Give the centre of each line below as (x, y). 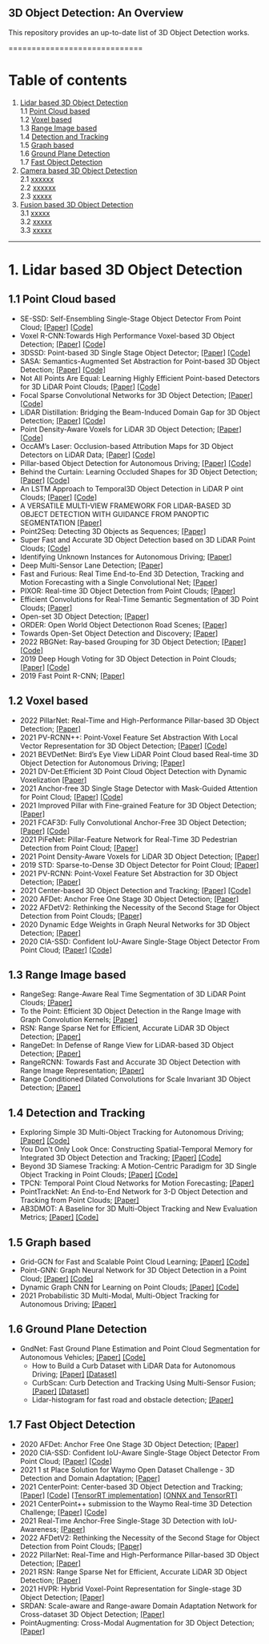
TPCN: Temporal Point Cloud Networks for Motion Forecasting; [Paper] (137, 1183)
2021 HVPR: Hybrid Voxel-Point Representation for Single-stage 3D (130, 1589)
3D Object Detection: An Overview (96, 13)
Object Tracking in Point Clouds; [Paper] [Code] (99, 1175)
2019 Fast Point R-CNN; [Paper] (72, 676)
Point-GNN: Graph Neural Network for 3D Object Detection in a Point (133, 1270)
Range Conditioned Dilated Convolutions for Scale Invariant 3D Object (135, 1079)
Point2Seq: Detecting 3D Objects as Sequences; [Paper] (113, 531)
